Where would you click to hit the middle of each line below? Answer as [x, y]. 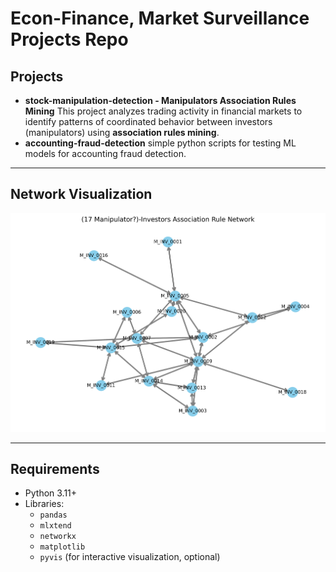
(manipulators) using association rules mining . [122, 132]
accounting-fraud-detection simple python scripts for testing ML [160, 143]
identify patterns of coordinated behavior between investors [148, 121]
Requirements [55, 468]
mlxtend [55, 526]
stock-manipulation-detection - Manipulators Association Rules [160, 100]
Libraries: [44, 504]
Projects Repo [69, 39]
